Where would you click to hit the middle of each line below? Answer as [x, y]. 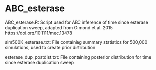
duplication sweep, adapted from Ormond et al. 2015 [59, 27]
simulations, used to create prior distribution [50, 47]
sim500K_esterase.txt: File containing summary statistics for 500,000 [76, 42]
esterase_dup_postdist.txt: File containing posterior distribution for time [78, 57]
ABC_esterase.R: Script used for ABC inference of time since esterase [77, 22]
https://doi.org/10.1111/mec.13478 [39, 33]
